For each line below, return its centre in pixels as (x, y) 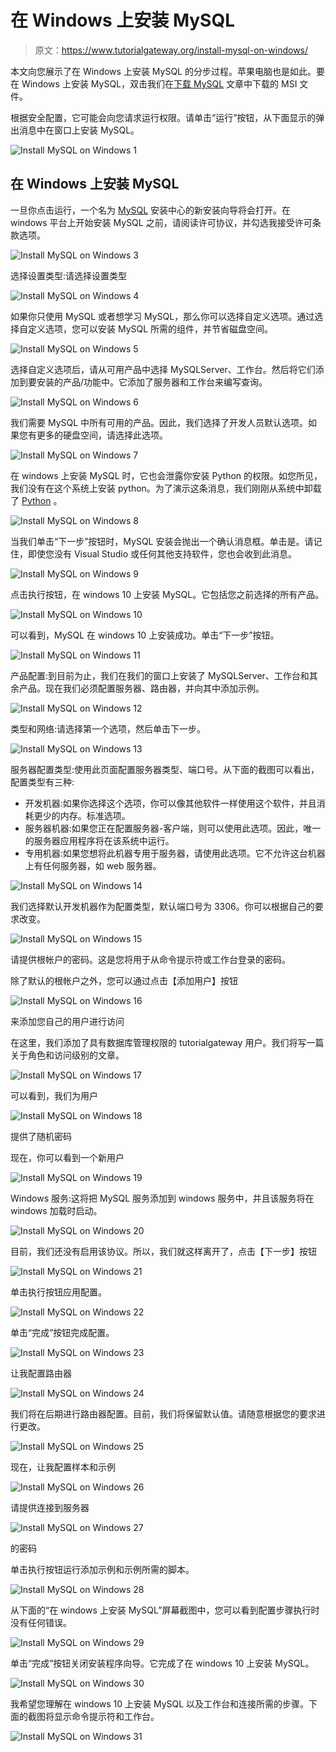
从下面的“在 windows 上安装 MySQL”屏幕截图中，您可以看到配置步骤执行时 (165, 1610)
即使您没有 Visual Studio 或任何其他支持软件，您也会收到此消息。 (162, 553)
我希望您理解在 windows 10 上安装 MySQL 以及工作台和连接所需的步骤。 (160, 1703)
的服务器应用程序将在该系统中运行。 (99, 840)
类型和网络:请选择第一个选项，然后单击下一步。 (108, 728)
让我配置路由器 (41, 1373)
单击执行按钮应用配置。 (58, 1292)
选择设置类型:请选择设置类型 (69, 275)
